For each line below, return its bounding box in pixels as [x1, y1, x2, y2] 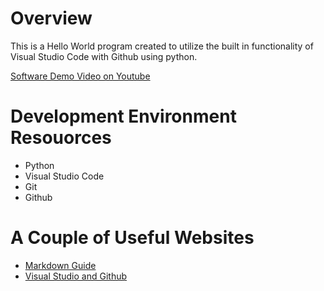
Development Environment [10, 105, 237, 128]
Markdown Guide [24, 259, 97, 271]
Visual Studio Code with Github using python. [10, 50, 198, 62]
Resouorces [10, 127, 112, 149]
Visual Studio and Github [24, 270, 128, 282]
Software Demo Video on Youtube [10, 70, 151, 82]
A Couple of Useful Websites [10, 227, 255, 249]
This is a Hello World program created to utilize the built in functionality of [10, 40, 314, 52]
